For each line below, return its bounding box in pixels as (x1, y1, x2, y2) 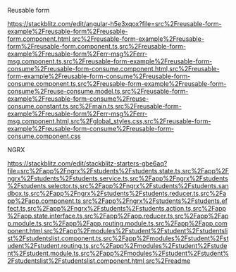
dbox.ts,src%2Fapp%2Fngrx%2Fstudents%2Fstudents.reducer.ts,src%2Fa (7, 190, 227, 197)
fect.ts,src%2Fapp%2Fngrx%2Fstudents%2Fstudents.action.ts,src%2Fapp (7, 204, 227, 212)
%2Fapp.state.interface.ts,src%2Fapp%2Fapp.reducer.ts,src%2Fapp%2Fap (7, 211, 229, 220)
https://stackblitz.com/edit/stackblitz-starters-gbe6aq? (7, 159, 168, 168)
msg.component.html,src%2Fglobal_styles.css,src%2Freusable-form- (7, 117, 211, 125)
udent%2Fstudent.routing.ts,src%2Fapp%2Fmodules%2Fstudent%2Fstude (7, 242, 228, 249)
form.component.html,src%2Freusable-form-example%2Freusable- (7, 35, 204, 43)
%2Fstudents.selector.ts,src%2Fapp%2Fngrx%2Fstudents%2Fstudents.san (7, 182, 229, 190)
